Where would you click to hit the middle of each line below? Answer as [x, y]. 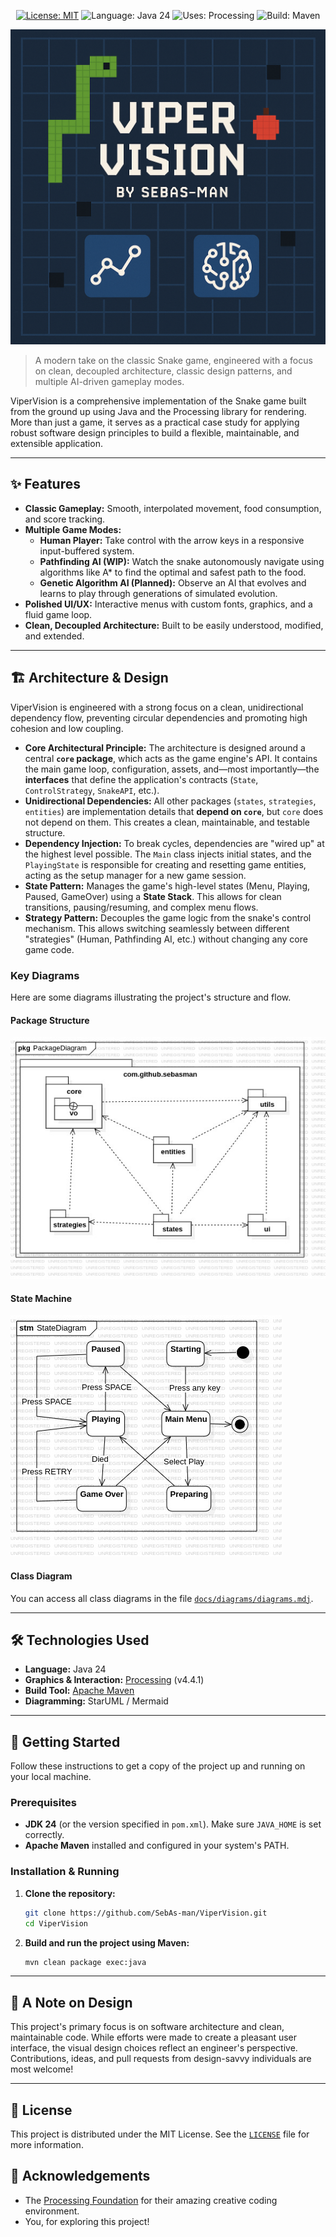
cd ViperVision [56, 1923]
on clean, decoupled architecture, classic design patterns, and [163, 371]
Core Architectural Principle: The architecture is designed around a [165, 747]
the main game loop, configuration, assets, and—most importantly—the [172, 769]
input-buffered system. [87, 551]
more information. [47, 2145]
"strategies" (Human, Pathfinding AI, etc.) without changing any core [166, 939]
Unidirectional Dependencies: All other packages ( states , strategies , [170, 801]
